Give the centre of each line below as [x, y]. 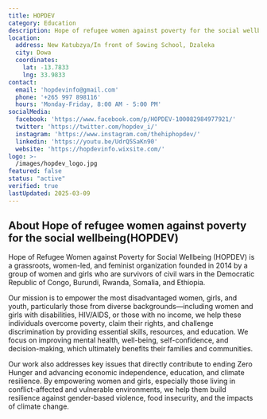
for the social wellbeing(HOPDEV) [93, 239]
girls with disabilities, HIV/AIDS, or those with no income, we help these [125, 315]
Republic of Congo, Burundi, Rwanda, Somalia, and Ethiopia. [107, 283]
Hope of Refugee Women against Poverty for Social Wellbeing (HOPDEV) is [132, 257]
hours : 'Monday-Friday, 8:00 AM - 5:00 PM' [88, 104]
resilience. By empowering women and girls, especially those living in [122, 381]
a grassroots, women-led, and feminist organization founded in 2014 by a [128, 266]
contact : [23, 82]
